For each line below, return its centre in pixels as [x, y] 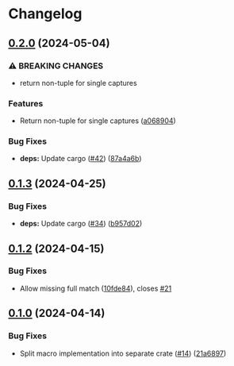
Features [26, 103]
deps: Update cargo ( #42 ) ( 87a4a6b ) [81, 159]
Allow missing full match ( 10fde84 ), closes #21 [96, 288]
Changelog [45, 14]
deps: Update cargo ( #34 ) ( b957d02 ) [81, 224]
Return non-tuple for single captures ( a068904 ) [98, 121]
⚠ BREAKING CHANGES [56, 66]
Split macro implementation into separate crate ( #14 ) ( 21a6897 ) [123, 353]
